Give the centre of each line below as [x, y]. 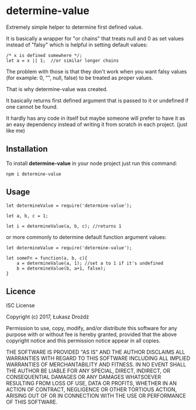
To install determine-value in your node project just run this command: [92, 163]
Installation [27, 149]
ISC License [20, 305]
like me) [16, 130]
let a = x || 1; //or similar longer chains [62, 61]
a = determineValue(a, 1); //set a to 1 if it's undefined [90, 263]
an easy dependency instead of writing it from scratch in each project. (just [97, 124]
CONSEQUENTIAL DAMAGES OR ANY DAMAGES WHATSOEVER [84, 377]
